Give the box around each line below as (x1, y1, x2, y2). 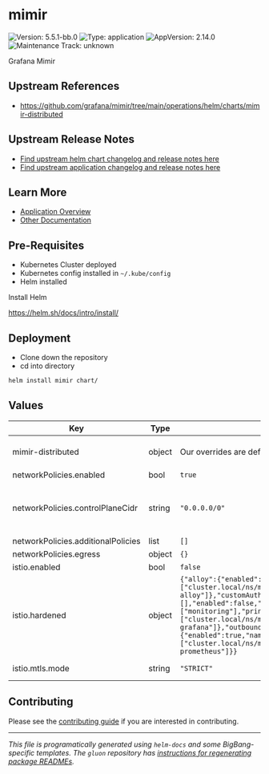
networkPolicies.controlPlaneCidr (12, 502, 139, 513)
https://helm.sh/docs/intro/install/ (8, 308, 118, 318)
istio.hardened (12, 610, 66, 621)
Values (8, 399, 44, 412)
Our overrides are (179, 446, 247, 457)
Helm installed (19, 277, 68, 286)
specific (8, 748, 35, 757)
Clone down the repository (19, 353, 108, 362)
